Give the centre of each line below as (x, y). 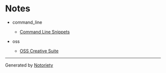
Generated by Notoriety (29, 65)
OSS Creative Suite (39, 51)
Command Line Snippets (45, 32)
